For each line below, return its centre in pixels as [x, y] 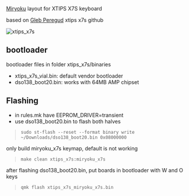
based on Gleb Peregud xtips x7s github [55, 20]
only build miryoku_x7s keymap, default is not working [72, 148]
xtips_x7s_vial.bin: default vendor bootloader [69, 76]
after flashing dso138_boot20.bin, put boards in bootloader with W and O [94, 170]
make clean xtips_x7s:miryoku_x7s [63, 159]
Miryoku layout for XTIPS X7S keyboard [54, 9]
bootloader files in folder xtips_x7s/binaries [58, 64]
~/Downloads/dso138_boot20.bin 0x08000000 [74, 137]
